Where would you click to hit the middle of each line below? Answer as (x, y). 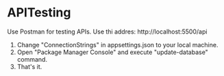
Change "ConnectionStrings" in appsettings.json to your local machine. (117, 45)
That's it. (29, 66)
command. (32, 59)
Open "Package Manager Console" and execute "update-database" (113, 52)
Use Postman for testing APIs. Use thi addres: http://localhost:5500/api (107, 31)
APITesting (39, 13)
